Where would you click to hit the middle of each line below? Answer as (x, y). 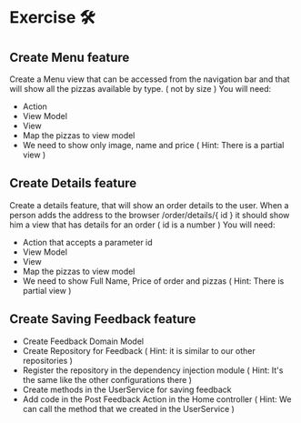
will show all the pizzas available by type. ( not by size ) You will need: (140, 89)
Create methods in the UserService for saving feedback (127, 389)
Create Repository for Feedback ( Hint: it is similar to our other (139, 350)
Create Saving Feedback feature (103, 319)
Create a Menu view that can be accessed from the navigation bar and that (150, 79)
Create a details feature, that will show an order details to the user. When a (149, 205)
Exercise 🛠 (52, 18)
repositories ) (47, 360)
